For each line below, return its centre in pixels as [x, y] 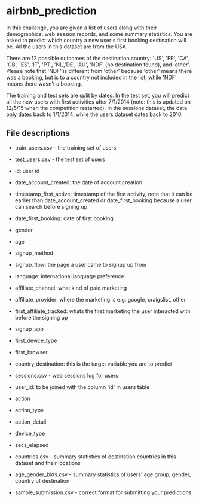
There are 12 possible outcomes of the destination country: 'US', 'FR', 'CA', [98, 58]
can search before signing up [51, 206]
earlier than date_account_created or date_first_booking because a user [103, 200]
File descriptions [38, 133]
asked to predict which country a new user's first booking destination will [96, 40]
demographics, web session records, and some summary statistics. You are [99, 34]
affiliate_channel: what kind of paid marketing [71, 288]
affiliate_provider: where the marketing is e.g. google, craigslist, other [100, 299]
